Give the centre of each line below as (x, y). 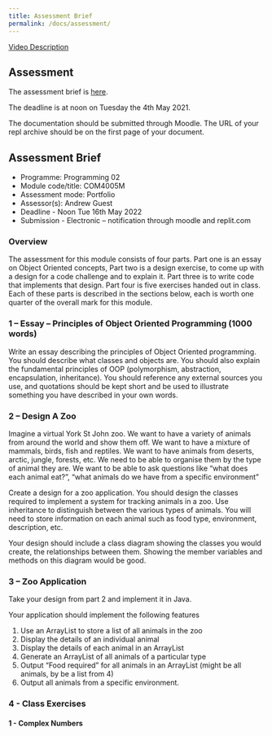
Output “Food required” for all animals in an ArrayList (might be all (131, 665)
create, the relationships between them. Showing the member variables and (136, 552)
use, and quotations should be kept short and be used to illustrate (119, 386)
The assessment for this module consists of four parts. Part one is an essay (135, 259)
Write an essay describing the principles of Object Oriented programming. (132, 352)
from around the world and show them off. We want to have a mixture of (129, 442)
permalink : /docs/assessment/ (60, 24)
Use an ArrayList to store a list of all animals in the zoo (111, 631)
